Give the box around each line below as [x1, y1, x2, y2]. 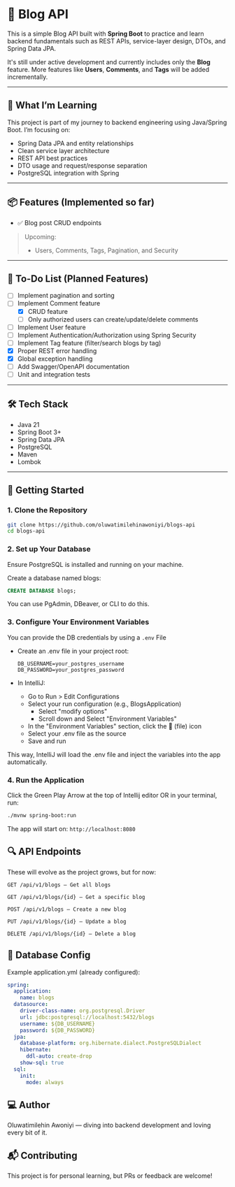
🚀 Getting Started [7, 484, 85, 496]
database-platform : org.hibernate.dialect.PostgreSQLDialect [20, 1039, 201, 1047]
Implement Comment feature [17, 299, 101, 308]
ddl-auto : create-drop [25, 1053, 92, 1060]
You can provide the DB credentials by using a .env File [7, 633, 166, 642]
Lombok [17, 457, 42, 466]
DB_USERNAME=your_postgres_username [17, 660, 124, 667]
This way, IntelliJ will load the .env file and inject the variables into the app [7, 750, 221, 758]
